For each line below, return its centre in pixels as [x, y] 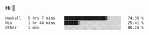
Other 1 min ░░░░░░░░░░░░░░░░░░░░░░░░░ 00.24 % [74, 28]
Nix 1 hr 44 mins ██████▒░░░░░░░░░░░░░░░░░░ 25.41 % [74, 23]
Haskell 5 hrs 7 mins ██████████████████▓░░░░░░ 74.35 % [74, 18]
